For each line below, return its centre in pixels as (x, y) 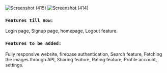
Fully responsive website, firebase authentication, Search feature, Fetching (84, 54)
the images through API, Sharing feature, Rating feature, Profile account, (81, 59)
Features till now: (29, 20)
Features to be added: (33, 44)
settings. (15, 65)
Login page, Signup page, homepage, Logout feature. (62, 31)
